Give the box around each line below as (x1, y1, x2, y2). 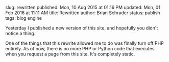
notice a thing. (5, 30, 36, 36)
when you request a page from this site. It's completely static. (5, 51, 135, 57)
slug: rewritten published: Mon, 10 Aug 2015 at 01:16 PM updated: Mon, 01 (5, 5, 161, 10)
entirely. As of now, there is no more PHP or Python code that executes (5, 46, 155, 51)
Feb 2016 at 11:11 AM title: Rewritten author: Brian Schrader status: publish (5, 10, 160, 16)
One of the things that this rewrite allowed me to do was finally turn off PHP (5, 40, 164, 46)
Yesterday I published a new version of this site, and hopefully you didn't (5, 25, 158, 31)
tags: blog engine (5, 15, 42, 21)
